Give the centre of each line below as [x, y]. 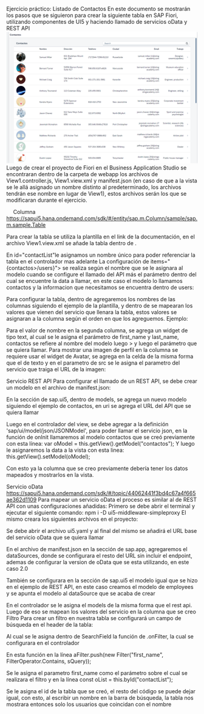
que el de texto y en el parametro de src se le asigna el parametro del [93, 363]
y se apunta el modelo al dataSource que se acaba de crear [81, 593]
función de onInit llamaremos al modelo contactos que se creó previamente [101, 437]
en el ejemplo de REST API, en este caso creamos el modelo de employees [100, 587]
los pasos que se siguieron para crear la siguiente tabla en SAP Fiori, [92, 15]
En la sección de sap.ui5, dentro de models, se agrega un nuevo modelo [97, 399]
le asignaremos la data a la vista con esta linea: [65, 450]
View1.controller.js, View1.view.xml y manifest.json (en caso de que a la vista [102, 180]
